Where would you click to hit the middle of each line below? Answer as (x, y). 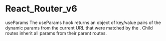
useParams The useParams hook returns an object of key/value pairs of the (83, 22)
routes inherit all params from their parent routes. (56, 33)
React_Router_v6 (41, 9)
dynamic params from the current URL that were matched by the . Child (79, 27)
